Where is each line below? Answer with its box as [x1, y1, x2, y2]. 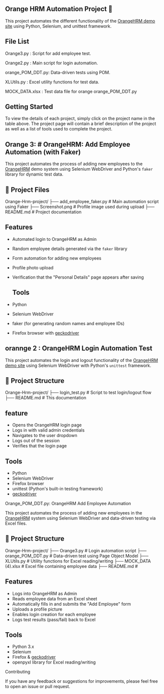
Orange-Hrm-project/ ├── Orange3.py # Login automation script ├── [5, 547, 147, 553]
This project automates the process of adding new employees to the [5, 161, 143, 167]
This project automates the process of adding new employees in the [5, 510, 142, 515]
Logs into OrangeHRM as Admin [12, 591, 77, 596]
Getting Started [5, 103, 53, 111]
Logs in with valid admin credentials [12, 427, 85, 433]
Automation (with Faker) [5, 148, 81, 156]
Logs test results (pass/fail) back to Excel [12, 617, 96, 622]
